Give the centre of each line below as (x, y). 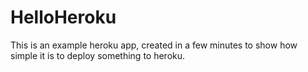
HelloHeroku (63, 17)
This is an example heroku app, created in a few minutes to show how (154, 45)
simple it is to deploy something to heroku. (98, 55)
